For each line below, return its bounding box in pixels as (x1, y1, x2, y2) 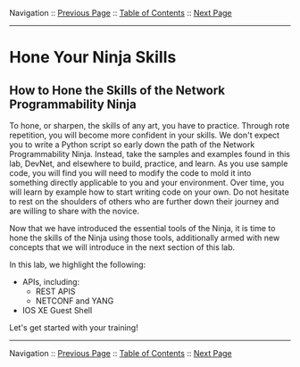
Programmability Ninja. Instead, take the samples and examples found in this (9, 149, 290, 159)
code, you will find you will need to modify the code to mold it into (9, 168, 252, 178)
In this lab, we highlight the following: (9, 259, 146, 270)
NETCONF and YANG (35, 296, 114, 306)
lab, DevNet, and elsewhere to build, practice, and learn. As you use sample (9, 158, 288, 169)
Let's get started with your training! (9, 322, 138, 333)
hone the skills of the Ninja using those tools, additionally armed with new (9, 232, 280, 243)
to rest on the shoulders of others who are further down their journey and (9, 196, 279, 206)
